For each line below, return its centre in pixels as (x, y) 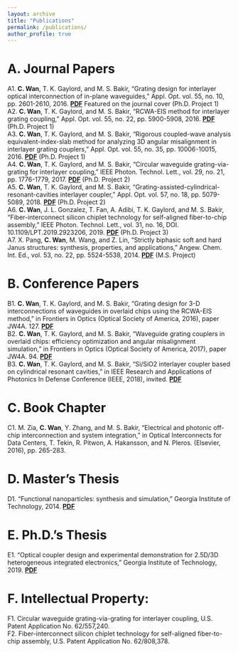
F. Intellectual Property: (78, 599)
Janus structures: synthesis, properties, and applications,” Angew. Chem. (115, 248)
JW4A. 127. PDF (31, 326)
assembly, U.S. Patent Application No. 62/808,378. (96, 641)
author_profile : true (39, 34)
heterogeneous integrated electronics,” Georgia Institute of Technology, (112, 562)
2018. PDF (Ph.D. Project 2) (66, 202)
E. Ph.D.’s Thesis (57, 535)
